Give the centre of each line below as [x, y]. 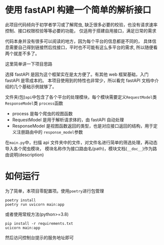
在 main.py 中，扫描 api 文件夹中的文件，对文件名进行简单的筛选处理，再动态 [81, 142]
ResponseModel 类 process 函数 [34, 103]
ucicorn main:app [23, 228]
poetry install [21, 200]
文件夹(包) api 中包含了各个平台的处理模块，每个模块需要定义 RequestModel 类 [81, 97]
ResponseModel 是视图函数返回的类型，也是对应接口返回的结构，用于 [83, 126]
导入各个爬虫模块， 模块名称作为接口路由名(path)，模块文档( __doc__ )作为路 [81, 148]
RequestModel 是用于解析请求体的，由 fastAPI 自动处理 [68, 120]
